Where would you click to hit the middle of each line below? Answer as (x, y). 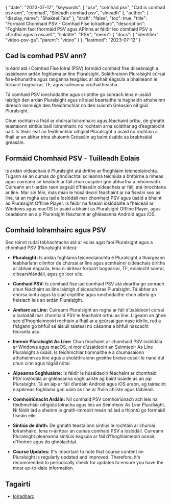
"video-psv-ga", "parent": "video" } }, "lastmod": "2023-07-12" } (73, 40)
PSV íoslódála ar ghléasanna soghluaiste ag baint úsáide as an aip (82, 379)
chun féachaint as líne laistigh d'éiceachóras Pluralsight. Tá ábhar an (85, 289)
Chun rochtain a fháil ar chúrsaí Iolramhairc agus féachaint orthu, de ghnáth (85, 121)
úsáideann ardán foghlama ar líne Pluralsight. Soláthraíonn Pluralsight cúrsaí (85, 74)
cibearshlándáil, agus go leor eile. (48, 274)
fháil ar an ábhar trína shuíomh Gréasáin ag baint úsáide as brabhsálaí (79, 137)
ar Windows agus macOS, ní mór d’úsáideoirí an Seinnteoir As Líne (83, 347)
